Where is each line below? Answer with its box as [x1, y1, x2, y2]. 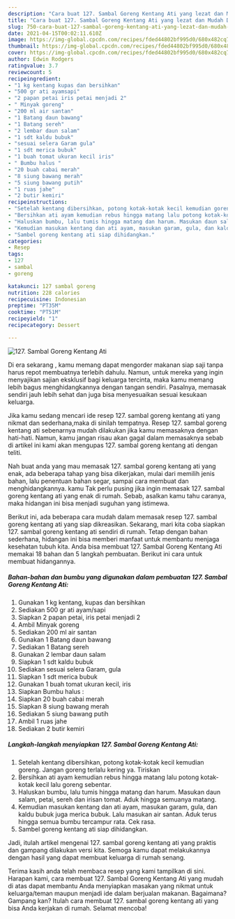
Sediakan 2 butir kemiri [17, 724, 85, 732]
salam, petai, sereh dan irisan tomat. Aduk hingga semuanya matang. [17, 795, 217, 804]
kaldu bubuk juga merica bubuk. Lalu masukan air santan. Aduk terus [17, 810, 217, 818]
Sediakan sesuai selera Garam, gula [17, 665, 121, 673]
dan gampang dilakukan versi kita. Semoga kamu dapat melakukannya [8, 846, 211, 854]
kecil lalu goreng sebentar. [35, 780, 112, 788]
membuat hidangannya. [8, 557, 76, 565]
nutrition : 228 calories [8, 289, 80, 296]
